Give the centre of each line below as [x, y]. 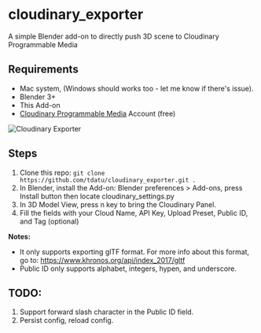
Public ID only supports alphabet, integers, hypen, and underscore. [128, 268]
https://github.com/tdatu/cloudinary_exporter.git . [108, 180]
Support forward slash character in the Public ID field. [107, 312]
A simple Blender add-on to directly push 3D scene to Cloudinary [114, 36]
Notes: [20, 236]
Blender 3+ [38, 97]
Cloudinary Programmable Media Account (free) [97, 113]
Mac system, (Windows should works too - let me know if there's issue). [136, 88]
